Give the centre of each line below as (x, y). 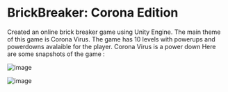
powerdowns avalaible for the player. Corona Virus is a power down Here (112, 46)
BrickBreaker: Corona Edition (93, 13)
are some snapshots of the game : (56, 54)
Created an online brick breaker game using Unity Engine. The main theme (114, 32)
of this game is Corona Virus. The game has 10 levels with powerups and (111, 39)
